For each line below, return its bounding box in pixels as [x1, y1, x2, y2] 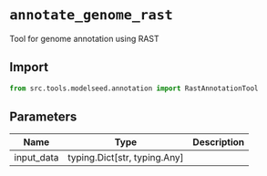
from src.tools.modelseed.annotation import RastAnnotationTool [9, 84, 259, 93]
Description [192, 136, 245, 149]
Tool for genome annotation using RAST [9, 33, 159, 44]
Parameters [9, 109, 77, 125]
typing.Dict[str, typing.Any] [67, 151, 184, 164]
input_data [14, 151, 59, 164]
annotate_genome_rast [9, 6, 173, 24]
